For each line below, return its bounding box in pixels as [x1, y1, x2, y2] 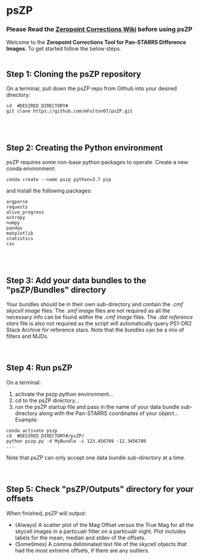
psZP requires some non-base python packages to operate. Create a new [6, 159, 189, 166]
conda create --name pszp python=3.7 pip [6, 177, 112, 183]
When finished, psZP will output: [6, 509, 86, 517]
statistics [6, 236, 34, 242]
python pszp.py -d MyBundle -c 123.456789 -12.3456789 [6, 438, 147, 444]
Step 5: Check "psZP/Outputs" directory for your [6, 484, 194, 494]
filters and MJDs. [6, 332, 49, 340]
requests [6, 204, 28, 211]
